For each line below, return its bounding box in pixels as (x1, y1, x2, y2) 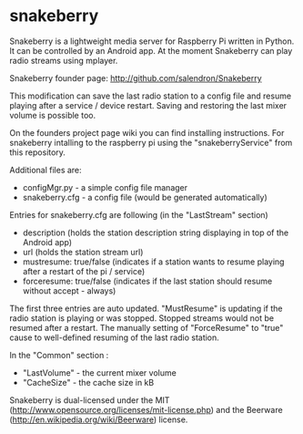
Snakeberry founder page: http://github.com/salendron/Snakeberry (9, 72, 262, 83)
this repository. (9, 147, 66, 158)
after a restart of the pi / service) (22, 265, 146, 276)
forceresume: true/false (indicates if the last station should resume (22, 275, 273, 286)
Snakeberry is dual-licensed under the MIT (9, 394, 170, 406)
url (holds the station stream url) (22, 246, 144, 257)
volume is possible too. (9, 109, 96, 120)
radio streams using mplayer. (9, 55, 118, 66)
